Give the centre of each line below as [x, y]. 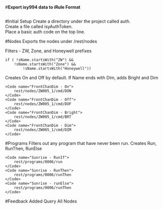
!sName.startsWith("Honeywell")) [57, 69]
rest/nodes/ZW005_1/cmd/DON [43, 91]
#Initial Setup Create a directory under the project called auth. [68, 21]
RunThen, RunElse [24, 149]
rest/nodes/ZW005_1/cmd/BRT [43, 117]
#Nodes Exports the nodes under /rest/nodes [51, 41]
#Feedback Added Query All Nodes [41, 201]
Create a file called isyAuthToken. [39, 27]
